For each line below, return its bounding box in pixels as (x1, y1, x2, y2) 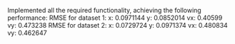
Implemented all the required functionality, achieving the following (7, 6, 201, 14)
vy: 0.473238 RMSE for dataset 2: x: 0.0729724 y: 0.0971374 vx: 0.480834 (7, 21, 229, 29)
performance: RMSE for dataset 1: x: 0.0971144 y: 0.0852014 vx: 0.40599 (7, 13, 223, 22)
